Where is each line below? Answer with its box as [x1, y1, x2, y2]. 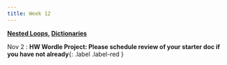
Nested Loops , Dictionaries [7, 29, 87, 37]
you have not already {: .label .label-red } [7, 50, 125, 58]
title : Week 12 [7, 10, 51, 17]
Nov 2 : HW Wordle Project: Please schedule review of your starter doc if [7, 42, 220, 50]
